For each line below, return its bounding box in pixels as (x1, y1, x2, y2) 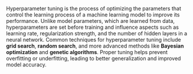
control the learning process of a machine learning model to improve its (6, 11, 180, 18)
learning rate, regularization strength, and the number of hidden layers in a (6, 30, 188, 37)
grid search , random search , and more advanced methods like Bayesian (6, 42, 184, 49)
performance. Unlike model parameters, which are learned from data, (6, 18, 175, 24)
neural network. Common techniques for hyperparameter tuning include (6, 36, 181, 43)
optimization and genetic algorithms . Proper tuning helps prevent (6, 49, 168, 55)
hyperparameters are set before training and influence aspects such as (6, 23, 179, 31)
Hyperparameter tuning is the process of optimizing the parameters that (6, 5, 181, 12)
